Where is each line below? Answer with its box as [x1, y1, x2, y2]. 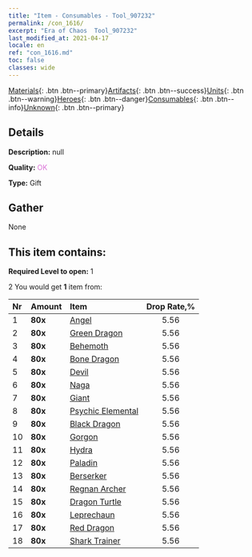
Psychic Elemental [69, 405, 138, 416]
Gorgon [69, 432, 98, 443]
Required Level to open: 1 [8, 267, 94, 277]
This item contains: [8, 245, 106, 259]
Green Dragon [69, 328, 123, 339]
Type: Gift [8, 177, 42, 188]
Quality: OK [8, 162, 48, 172]
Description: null [8, 147, 65, 157]
